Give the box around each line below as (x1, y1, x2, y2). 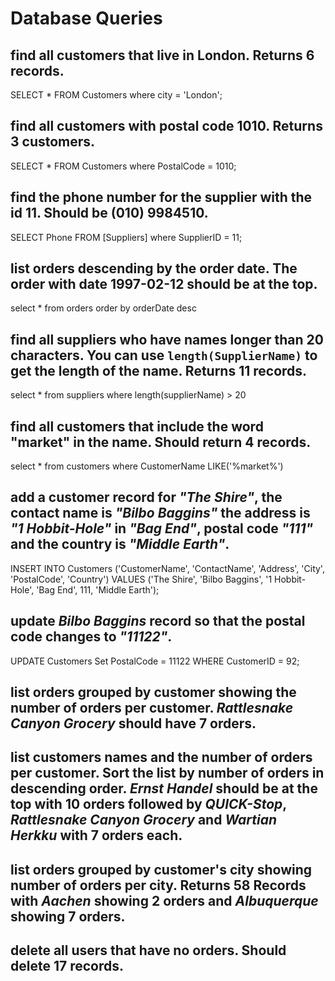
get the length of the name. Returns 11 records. (10, 362, 308, 379)
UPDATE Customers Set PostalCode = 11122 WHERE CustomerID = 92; (10, 655, 300, 667)
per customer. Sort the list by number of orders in (10, 765, 325, 782)
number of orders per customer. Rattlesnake (10, 700, 294, 717)
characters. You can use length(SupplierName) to (10, 347, 318, 364)
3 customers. (10, 133, 96, 151)
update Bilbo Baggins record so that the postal (10, 613, 306, 630)
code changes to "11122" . (10, 628, 173, 646)
